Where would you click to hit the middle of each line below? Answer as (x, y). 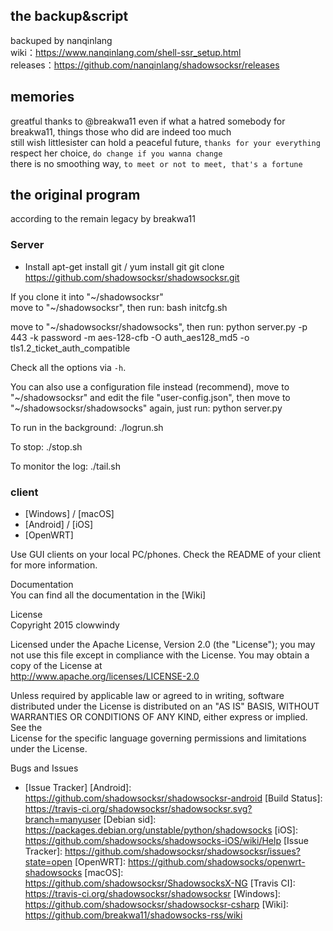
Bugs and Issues (44, 768)
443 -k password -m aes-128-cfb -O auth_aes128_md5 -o (130, 337)
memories (42, 97)
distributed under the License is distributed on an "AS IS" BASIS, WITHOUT (165, 706)
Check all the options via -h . (68, 367)
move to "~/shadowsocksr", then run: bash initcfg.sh (119, 307)
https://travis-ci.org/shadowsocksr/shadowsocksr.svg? (138, 809)
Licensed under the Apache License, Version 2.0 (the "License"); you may (163, 645)
